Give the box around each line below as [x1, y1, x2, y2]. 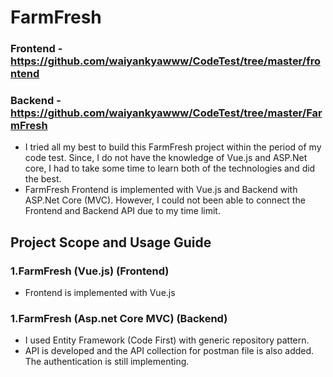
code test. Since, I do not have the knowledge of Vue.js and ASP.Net [24, 152, 308, 164]
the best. [24, 173, 62, 185]
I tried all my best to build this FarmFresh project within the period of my [24, 141, 322, 153]
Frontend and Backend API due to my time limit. [24, 205, 221, 217]
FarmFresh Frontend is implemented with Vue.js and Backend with [24, 184, 298, 196]
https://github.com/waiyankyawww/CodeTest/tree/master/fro [10, 54, 321, 68]
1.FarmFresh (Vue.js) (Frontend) [10, 264, 170, 278]
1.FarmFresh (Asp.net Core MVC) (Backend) [10, 312, 228, 326]
